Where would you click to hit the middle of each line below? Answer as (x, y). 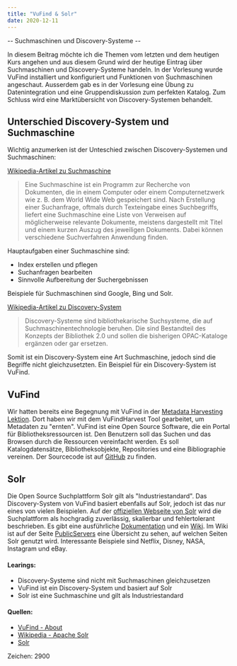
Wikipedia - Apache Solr (53, 635)
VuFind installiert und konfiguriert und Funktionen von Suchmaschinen (110, 77)
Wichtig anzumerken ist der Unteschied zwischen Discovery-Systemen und (117, 150)
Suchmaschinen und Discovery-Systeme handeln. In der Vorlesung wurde (115, 69)
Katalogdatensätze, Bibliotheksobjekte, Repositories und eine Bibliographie (117, 449)
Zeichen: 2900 (29, 656)
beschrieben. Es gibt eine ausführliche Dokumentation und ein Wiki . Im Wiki (118, 526)
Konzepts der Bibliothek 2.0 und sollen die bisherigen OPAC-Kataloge (126, 336)
